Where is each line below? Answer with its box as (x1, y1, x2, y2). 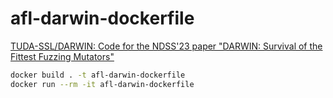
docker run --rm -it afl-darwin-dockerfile (10, 79, 195, 89)
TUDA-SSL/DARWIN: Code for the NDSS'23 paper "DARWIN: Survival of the (10, 40, 323, 52)
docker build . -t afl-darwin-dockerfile (10, 70, 186, 80)
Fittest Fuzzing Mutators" (10, 50, 115, 62)
